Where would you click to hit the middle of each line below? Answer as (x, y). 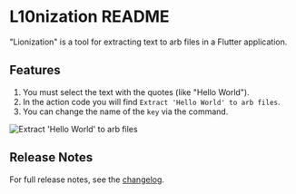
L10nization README (89, 17)
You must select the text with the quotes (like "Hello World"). (136, 92)
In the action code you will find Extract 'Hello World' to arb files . (151, 102)
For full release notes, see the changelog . (87, 179)
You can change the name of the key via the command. (125, 112)
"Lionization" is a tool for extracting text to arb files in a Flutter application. (148, 42)
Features (35, 70)
